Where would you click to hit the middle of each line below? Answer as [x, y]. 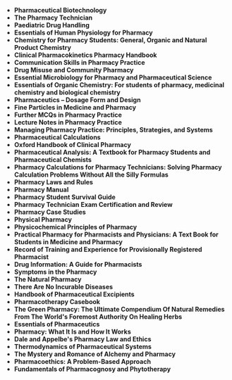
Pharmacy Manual [41, 190]
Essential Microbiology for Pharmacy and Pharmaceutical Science [113, 77]
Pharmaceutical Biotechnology [60, 10]
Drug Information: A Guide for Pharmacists [78, 264]
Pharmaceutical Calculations [57, 137]
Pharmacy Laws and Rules [54, 182]
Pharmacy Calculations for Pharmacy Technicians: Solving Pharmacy [118, 167]
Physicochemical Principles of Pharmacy [75, 227]
